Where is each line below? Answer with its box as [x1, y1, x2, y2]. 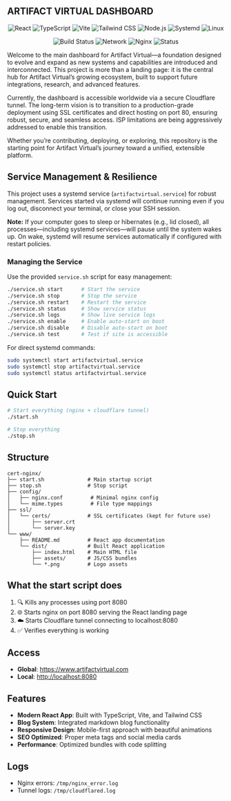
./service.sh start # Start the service [7, 286, 140, 293]
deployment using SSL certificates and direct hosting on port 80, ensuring [7, 108, 218, 116]
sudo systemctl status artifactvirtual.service [7, 369, 147, 376]
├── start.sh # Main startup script [7, 476, 153, 483]
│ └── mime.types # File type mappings [7, 500, 153, 507]
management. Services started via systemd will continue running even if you [7, 196, 224, 205]
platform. [7, 151, 33, 159]
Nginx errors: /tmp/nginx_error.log [17, 778, 119, 787]
